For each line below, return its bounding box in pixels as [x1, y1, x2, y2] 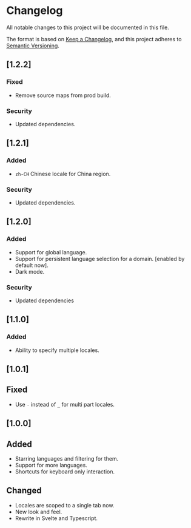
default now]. [15, 262, 49, 269]
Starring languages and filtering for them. [15, 455, 119, 462]
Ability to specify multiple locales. [15, 347, 100, 354]
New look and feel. [15, 508, 62, 515]
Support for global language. [15, 248, 87, 256]
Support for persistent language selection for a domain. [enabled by [15, 255, 185, 262]
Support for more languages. [15, 461, 88, 469]
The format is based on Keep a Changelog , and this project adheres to [6, 35, 182, 42]
